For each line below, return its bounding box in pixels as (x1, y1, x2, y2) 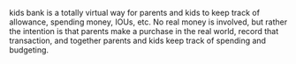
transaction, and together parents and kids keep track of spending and (9, 35, 267, 46)
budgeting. (9, 45, 49, 55)
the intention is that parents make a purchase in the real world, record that (9, 26, 279, 36)
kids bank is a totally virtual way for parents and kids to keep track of (9, 8, 261, 18)
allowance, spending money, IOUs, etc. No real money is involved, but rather (9, 17, 288, 27)
